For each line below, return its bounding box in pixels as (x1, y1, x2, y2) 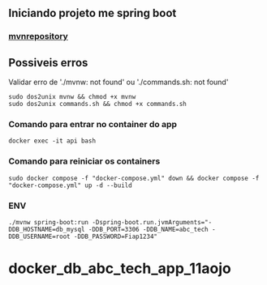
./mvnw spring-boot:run (8, 219, 89, 227)
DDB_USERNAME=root (8, 232, 71, 241)
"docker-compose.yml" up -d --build (8, 181, 132, 189)
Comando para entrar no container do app (8, 119, 177, 130)
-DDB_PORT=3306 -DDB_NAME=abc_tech (88, 226, 209, 234)
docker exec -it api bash (8, 137, 96, 145)
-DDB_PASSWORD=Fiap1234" (73, 232, 158, 241)
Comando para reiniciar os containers (8, 155, 161, 167)
